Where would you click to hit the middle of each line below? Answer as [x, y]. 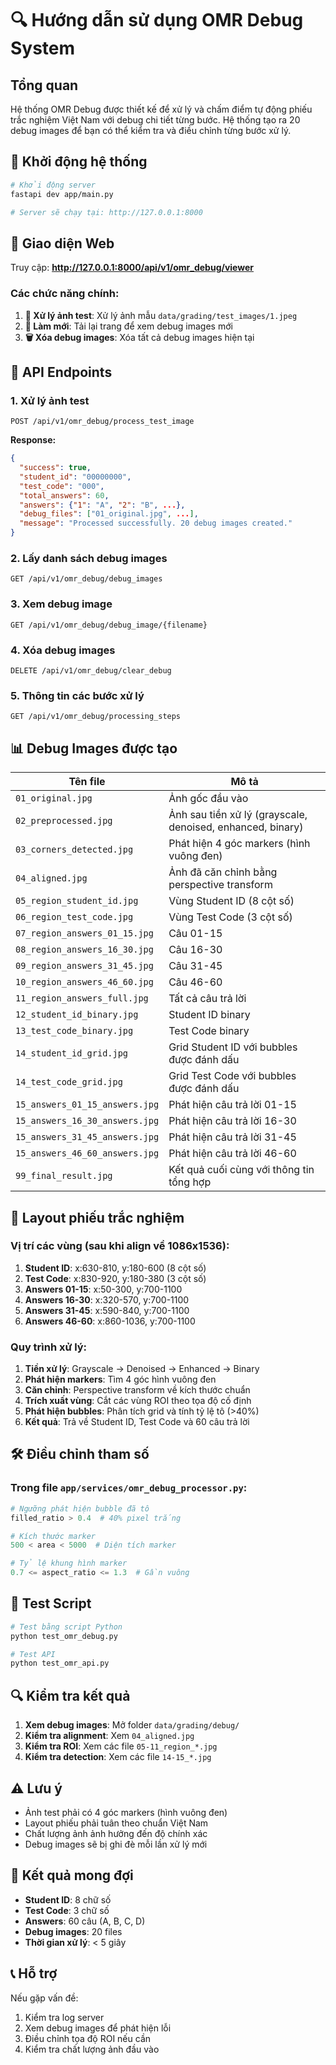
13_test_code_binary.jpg [74, 1031]
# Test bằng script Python [66, 1627]
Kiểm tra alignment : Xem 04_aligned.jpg [109, 1736]
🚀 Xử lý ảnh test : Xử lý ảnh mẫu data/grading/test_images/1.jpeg [161, 315]
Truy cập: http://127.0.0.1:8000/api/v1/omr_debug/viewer [132, 268]
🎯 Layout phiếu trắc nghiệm [97, 1217]
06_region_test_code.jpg [74, 917]
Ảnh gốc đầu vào [208, 799]
